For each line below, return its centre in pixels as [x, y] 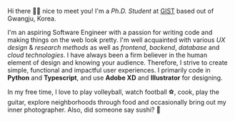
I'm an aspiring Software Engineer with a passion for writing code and [110, 32]
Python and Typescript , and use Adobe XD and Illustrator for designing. [115, 78]
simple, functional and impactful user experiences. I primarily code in [109, 70]
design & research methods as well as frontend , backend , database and [114, 47]
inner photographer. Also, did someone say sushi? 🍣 [84, 110]
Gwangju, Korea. [32, 19]
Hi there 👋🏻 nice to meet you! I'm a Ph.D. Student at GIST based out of [111, 11]
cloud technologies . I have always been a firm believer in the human [107, 55]
